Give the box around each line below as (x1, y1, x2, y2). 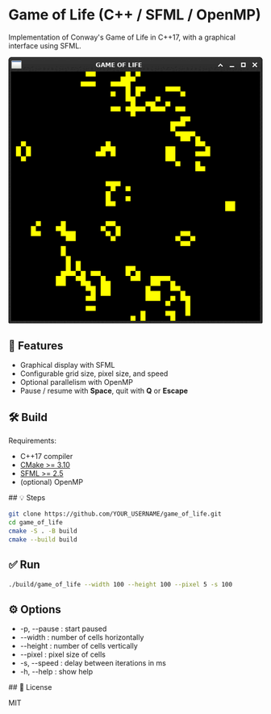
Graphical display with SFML (19, 361, 115, 370)
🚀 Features (8, 339, 64, 353)
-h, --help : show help (19, 667, 94, 677)
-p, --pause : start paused (19, 624, 107, 634)
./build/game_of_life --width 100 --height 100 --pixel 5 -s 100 (8, 580, 232, 588)
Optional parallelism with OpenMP (19, 378, 133, 387)
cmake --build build (8, 535, 78, 544)
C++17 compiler (19, 452, 73, 461)
